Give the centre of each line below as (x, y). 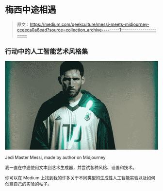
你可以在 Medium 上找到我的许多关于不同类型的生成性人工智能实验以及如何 (80, 178)
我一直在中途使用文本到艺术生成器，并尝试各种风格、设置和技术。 (71, 168)
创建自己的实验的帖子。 (28, 184)
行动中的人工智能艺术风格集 (47, 52)
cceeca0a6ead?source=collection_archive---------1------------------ (87, 30)
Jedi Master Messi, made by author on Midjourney (55, 157)
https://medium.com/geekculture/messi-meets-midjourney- (90, 24)
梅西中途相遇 (31, 10)
